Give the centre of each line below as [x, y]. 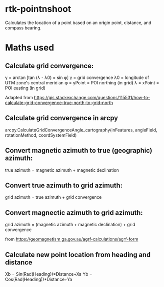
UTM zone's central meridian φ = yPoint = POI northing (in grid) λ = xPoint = [82, 82]
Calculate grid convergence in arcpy [62, 118]
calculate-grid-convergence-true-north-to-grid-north [59, 103]
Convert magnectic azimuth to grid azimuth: [74, 213]
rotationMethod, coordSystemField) [41, 135]
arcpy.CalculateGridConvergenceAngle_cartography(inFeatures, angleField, [81, 130]
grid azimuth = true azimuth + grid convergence [53, 197]
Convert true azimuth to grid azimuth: [64, 185]
